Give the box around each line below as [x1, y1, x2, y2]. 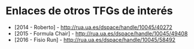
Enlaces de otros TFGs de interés [5, 4, 173, 18]
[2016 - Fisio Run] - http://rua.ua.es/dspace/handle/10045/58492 [14, 36, 176, 43]
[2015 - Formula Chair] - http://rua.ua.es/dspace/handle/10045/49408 [14, 30, 188, 37]
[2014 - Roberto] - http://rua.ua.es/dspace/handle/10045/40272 [14, 24, 173, 31]
